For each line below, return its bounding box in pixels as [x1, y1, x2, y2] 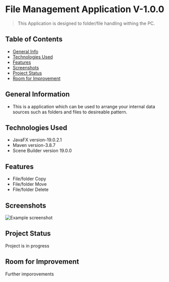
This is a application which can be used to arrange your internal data [12, 103, 155, 109]
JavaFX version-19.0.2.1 [12, 137, 62, 143]
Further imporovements [5, 271, 54, 277]
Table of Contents [5, 35, 63, 44]
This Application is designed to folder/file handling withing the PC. [17, 20, 155, 26]
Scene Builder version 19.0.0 [12, 148, 72, 154]
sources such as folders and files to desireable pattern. [12, 109, 128, 115]
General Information [5, 90, 70, 99]
